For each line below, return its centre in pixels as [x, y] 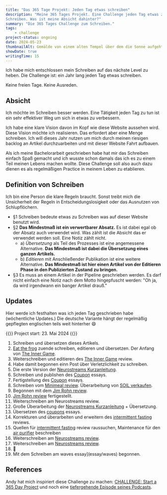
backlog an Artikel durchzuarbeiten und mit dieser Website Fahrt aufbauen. [83, 144]
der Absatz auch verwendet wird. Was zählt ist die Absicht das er [79, 233]
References [24, 470]
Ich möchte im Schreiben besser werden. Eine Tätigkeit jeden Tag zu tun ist [83, 113]
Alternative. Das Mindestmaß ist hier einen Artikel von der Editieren [90, 264]
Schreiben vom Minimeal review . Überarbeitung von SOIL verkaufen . [83, 385]
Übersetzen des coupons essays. [47, 411]
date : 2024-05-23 [24, 42]
